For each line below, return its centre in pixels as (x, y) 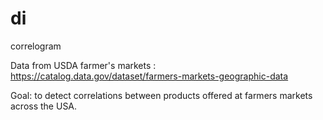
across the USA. (44, 106)
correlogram (36, 46)
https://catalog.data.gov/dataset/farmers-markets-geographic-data (149, 76)
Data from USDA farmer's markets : (83, 65)
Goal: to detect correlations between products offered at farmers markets (161, 95)
